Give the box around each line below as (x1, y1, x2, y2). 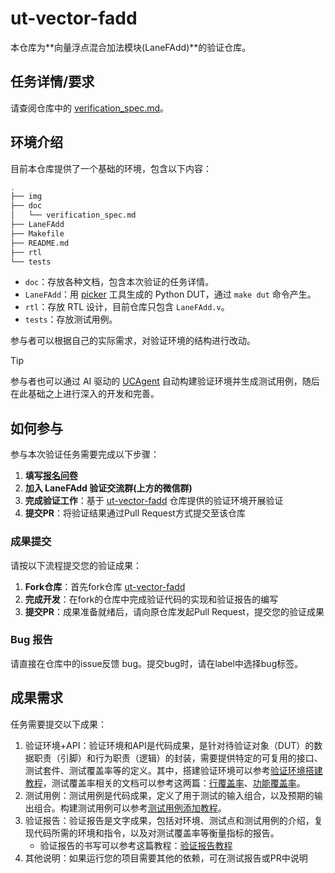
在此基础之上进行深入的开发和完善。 (10, 388, 160, 400)
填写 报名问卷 (24, 470, 78, 482)
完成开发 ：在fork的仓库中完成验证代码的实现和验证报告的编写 (24, 593, 279, 605)
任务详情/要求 (10, 73, 95, 91)
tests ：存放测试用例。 (24, 313, 118, 326)
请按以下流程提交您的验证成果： (10, 559, 142, 571)
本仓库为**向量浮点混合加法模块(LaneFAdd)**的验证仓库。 (10, 41, 252, 53)
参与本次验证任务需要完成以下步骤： (10, 448, 160, 461)
